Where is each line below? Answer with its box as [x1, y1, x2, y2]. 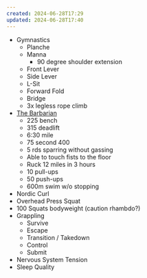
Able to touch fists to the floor [26, 152, 111, 161]
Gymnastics [16, 35, 51, 43]
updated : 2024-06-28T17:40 [6, 17, 84, 23]
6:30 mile [26, 130, 54, 139]
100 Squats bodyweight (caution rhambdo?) [16, 204, 141, 212]
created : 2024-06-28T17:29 [6, 10, 84, 17]
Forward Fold [26, 87, 65, 95]
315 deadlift [26, 123, 60, 132]
